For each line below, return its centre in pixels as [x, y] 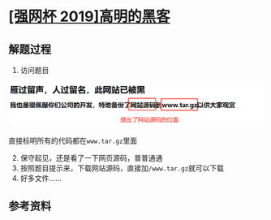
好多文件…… [41, 179]
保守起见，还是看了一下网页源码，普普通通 [91, 158]
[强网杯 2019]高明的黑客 [89, 17]
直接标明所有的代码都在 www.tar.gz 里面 [73, 141]
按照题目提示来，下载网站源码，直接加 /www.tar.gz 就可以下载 [122, 168]
